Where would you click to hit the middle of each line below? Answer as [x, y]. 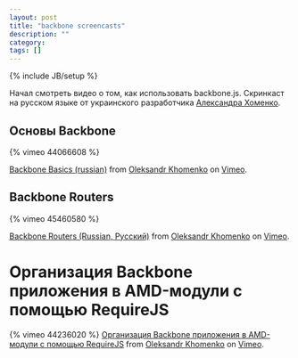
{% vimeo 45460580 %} [54, 218]
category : [28, 42]
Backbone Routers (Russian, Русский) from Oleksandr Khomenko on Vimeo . [149, 236]
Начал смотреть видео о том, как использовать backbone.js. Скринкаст [147, 94]
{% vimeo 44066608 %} [54, 151]
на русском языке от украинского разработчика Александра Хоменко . [145, 102]
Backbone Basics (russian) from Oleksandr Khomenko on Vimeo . [128, 169]
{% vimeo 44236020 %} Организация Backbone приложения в [128, 334]
